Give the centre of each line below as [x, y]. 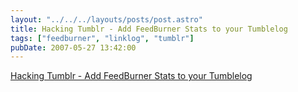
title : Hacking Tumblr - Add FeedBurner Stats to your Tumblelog [149, 29]
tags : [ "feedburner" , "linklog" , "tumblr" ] [102, 38]
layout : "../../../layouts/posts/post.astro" [106, 19]
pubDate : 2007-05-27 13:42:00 [73, 47]
